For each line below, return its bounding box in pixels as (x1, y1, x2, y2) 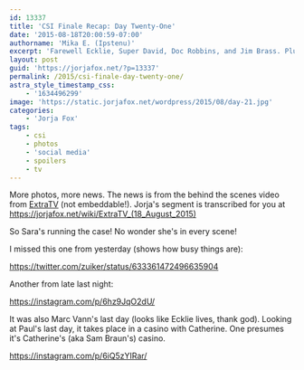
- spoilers (25, 156, 67, 166)
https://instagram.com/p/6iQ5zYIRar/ (9, 350, 147, 362)
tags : (9, 123, 30, 132)
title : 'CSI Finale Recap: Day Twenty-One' (9, 22, 176, 31)
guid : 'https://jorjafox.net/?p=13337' (9, 64, 160, 73)
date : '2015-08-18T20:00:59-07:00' (9, 30, 144, 39)
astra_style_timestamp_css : (9, 81, 116, 90)
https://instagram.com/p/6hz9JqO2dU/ (9, 296, 156, 308)
